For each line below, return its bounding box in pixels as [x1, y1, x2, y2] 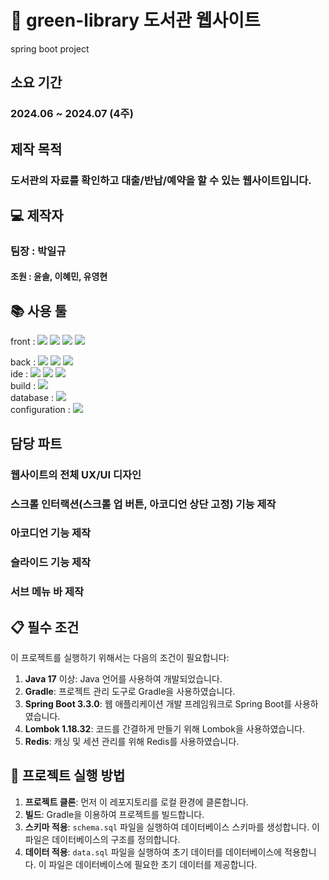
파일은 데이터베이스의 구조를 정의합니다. [24, 833, 181, 845]
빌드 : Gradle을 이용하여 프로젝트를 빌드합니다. [24, 808, 205, 820]
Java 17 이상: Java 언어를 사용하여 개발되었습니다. [24, 673, 223, 685]
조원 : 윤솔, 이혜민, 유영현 [10, 271, 108, 283]
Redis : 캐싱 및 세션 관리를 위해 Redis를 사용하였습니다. [24, 736, 240, 748]
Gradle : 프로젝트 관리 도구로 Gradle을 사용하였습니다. [24, 686, 236, 698]
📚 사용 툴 [10, 302, 67, 320]
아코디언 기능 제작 [10, 526, 92, 540]
